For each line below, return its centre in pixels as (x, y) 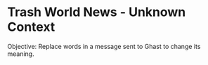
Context (31, 27)
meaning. (21, 54)
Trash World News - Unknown (97, 12)
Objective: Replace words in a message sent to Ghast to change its (104, 46)
